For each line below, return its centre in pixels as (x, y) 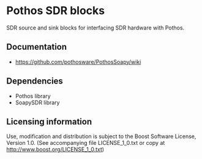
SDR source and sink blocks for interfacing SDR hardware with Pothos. (95, 28)
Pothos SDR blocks (56, 11)
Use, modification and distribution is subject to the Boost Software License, (101, 136)
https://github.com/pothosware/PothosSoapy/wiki (78, 61)
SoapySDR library (37, 103)
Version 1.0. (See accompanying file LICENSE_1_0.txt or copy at (86, 143)
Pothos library (33, 96)
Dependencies (35, 81)
